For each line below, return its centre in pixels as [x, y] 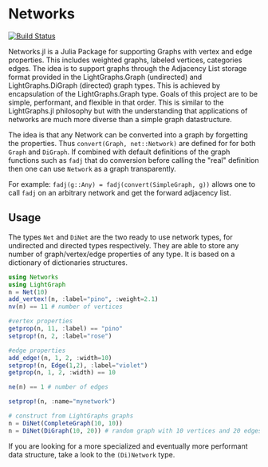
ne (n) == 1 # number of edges [59, 387]
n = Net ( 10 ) [28, 292]
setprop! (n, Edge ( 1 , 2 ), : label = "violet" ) [78, 365]
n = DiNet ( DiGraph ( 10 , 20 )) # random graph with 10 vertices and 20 [124, 431]
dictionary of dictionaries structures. [68, 262]
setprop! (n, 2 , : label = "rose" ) [60, 336]
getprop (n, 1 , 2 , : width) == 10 [62, 373]
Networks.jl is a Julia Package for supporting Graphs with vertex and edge [130, 51]
